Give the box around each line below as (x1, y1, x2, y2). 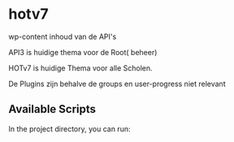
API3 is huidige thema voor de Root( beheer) (8, 47, 158, 57)
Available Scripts (8, 102, 96, 116)
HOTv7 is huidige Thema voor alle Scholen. (8, 62, 153, 73)
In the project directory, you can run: (8, 123, 131, 134)
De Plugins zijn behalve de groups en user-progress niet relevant (8, 79, 226, 88)
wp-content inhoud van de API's (8, 32, 117, 41)
